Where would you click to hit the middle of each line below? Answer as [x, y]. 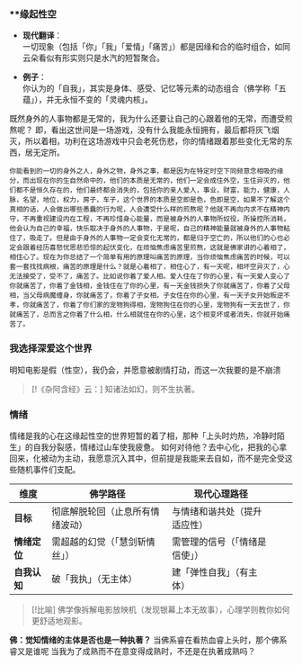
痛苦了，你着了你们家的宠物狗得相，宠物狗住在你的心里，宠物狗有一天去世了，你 [163, 305]
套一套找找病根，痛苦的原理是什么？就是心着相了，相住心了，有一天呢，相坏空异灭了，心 [150, 267]
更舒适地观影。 [59, 620]
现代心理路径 [221, 494]
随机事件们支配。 [49, 469]
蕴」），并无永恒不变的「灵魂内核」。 [87, 100]
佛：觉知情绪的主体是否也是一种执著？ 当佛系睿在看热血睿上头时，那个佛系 [148, 640]
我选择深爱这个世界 [51, 348]
